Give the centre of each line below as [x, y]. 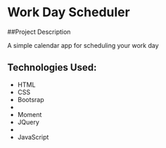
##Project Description [39, 32]
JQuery [28, 122]
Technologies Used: [52, 68]
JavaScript [33, 137]
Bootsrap [31, 99]
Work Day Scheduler [69, 12]
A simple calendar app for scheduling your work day [83, 45]
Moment [30, 114]
